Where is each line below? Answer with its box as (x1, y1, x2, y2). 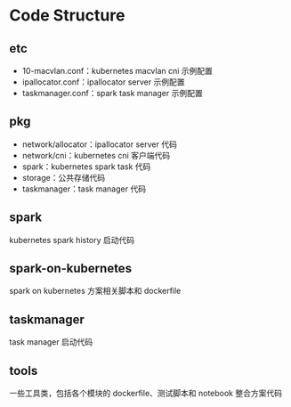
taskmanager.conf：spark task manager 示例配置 (21, 88, 203, 98)
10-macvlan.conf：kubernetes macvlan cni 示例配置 (21, 66, 214, 76)
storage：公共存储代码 (21, 172, 105, 183)
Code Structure (9, 5, 125, 26)
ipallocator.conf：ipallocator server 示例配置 (21, 77, 185, 87)
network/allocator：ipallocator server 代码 (21, 139, 178, 150)
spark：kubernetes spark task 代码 (21, 161, 151, 172)
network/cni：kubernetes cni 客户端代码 (21, 150, 171, 160)
